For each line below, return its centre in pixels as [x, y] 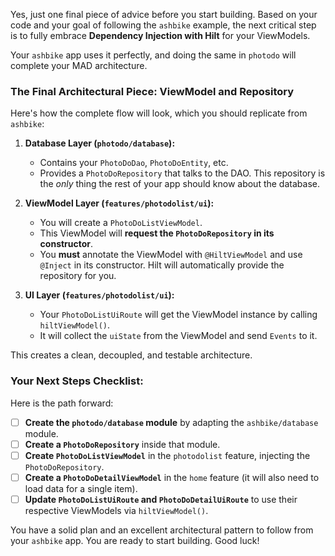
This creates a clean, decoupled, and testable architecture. [131, 355]
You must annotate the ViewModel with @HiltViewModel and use [171, 255]
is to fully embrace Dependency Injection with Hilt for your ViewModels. [160, 35]
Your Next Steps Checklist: [77, 381]
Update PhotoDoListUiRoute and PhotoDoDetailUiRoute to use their [161, 499]
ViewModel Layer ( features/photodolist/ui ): [119, 203]
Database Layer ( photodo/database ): [100, 143]
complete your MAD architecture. [79, 65]
